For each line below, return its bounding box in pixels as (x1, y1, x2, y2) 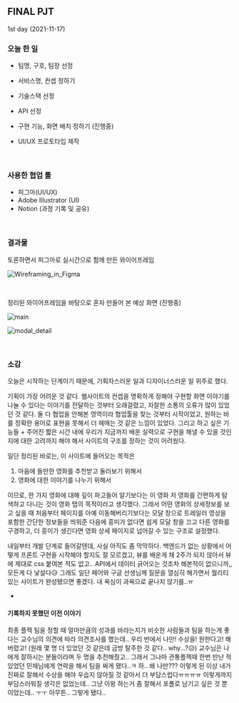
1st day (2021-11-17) (7, 24, 66, 33)
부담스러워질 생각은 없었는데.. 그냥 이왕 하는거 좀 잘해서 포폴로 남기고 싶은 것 (7, 679, 220, 688)
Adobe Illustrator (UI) (17, 196, 80, 205)
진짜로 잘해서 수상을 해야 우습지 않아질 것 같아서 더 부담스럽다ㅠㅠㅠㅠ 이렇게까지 (7, 670, 233, 679)
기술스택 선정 (17, 92, 55, 101)
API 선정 (17, 107, 41, 116)
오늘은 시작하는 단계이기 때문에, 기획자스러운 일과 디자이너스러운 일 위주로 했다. (7, 377, 228, 385)
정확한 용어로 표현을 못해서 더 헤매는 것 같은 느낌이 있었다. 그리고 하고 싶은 (14, 419, 223, 427)
